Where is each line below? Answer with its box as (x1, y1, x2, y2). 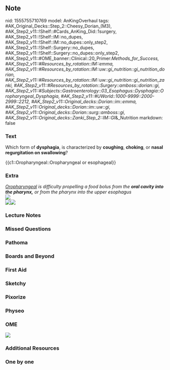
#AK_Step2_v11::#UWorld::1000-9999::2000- (60, 93, 155, 99)
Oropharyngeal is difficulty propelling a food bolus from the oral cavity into (5, 184, 164, 190)
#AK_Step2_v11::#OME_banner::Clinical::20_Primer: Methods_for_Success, (5, 55, 159, 61)
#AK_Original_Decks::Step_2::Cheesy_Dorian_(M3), (5, 23, 112, 29)
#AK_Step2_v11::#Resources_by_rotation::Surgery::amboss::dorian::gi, (14, 82, 160, 88)
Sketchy (5, 280, 26, 287)
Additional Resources (5, 345, 59, 352)
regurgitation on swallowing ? (5, 150, 68, 156)
